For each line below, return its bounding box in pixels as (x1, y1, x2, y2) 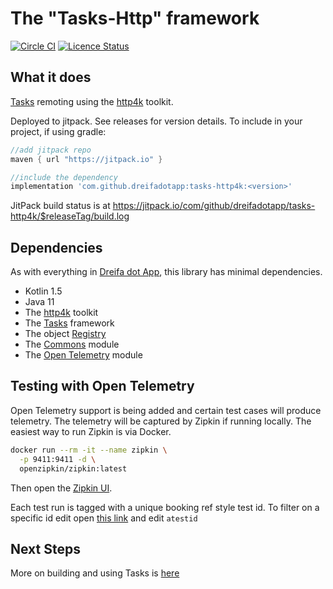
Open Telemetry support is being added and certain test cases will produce (10, 404, 322, 416)
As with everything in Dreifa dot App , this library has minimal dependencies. (10, 266, 323, 278)
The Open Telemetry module (24, 349, 143, 361)
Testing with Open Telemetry (10, 378, 195, 395)
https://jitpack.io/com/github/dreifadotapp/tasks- (112, 200, 316, 212)
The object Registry (24, 328, 107, 340)
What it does (10, 69, 92, 86)
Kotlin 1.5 (24, 285, 63, 297)
